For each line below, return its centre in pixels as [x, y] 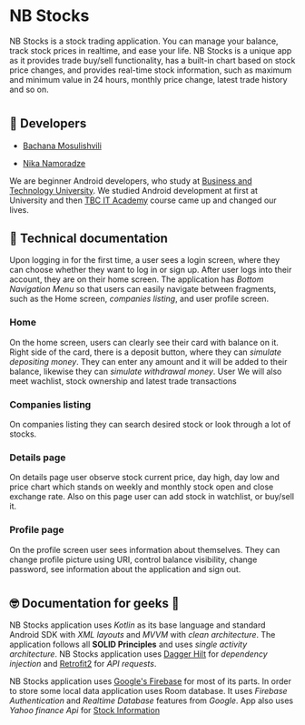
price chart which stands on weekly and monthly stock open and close [142, 487]
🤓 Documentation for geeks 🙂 [94, 603]
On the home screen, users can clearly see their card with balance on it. [144, 342]
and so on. [30, 89]
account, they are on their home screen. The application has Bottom [137, 279]
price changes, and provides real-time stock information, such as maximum [151, 70]
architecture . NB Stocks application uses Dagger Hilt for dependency [138, 654]
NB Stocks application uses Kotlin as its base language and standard [138, 625]
